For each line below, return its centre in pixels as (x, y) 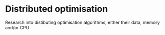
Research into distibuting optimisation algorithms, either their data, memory (82, 22)
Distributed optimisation (57, 9)
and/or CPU (17, 27)
